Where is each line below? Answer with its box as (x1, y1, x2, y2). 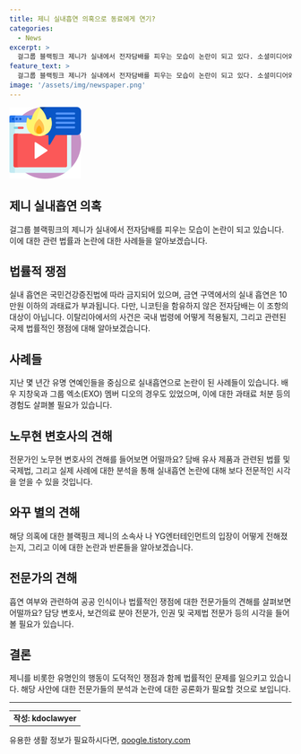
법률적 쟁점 (9, 264, 67, 279)
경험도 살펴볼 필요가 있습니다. (9, 400, 113, 411)
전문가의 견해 (9, 570, 78, 586)
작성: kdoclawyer (13, 713, 77, 724)
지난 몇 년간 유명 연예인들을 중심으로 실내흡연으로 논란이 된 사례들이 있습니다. (9, 377, 279, 388)
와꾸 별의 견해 (9, 505, 81, 520)
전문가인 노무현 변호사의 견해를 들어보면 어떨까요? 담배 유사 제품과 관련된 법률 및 (9, 454, 291, 464)
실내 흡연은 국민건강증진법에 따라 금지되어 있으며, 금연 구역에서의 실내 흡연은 (9, 290, 278, 300)
